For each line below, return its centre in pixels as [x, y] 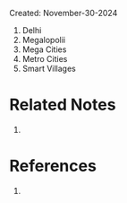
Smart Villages [49, 68]
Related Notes [63, 105]
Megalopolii [43, 40]
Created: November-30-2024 [63, 13]
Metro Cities [45, 59]
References [53, 166]
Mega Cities [44, 49]
